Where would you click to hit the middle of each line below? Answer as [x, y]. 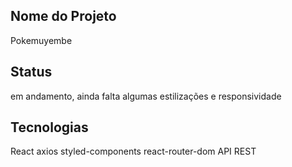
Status [31, 72]
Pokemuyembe [41, 40]
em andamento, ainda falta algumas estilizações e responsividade [146, 96]
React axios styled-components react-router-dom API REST [133, 151]
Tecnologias [49, 127]
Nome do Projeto [63, 16]
